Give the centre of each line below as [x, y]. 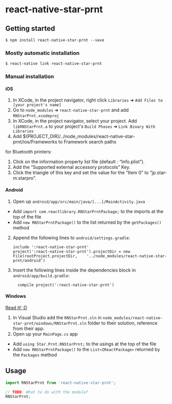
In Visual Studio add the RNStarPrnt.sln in [57, 317]
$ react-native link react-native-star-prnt [54, 64]
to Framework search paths [87, 142]
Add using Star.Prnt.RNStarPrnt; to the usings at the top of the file [84, 344]
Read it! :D [16, 307]
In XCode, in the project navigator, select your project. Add [75, 121]
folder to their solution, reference [122, 323]
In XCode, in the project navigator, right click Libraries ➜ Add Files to [88, 100]
